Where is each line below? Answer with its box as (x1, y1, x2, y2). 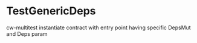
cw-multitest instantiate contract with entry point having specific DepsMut (6, 24, 192, 31)
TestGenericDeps (6, 4, 96, 18)
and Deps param (6, 30, 48, 37)
